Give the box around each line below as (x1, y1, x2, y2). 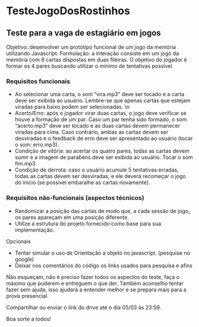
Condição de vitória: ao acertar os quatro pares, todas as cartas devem (14, 147, 189, 155)
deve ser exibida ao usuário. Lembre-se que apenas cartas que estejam (14, 97, 191, 104)
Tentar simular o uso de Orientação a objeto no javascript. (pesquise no (14, 249, 190, 256)
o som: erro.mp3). (14, 141, 59, 148)
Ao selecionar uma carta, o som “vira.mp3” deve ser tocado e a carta (14, 91, 185, 98)
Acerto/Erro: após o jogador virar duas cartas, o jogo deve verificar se (14, 110, 187, 117)
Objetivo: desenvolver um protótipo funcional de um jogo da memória (6, 43, 176, 50)
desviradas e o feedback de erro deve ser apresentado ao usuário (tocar (14, 135, 193, 142)
